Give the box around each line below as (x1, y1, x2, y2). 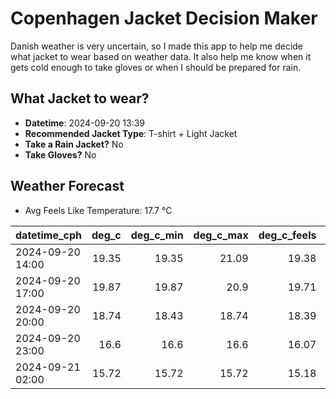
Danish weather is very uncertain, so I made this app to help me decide (10, 40, 304, 52)
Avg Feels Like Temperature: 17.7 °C (24, 204, 173, 216)
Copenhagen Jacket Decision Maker (10, 7, 318, 30)
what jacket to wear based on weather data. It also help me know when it (10, 50, 312, 62)
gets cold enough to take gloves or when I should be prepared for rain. (10, 61, 302, 73)
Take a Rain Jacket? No (24, 138, 124, 150)
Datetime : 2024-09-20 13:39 (24, 117, 146, 129)
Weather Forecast (10, 178, 125, 195)
